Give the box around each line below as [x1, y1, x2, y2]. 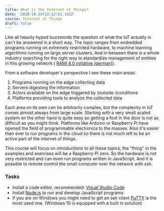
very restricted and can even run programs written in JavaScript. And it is [5, 156, 153, 162]
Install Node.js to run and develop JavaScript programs [12, 189, 124, 195]
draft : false [5, 21, 32, 26]
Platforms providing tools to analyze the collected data [12, 95, 122, 101]
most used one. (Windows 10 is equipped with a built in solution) [12, 200, 142, 206]
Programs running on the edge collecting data [12, 79, 105, 85]
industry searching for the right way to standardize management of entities [5, 55, 156, 61]
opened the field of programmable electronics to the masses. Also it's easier [5, 126, 159, 132]
